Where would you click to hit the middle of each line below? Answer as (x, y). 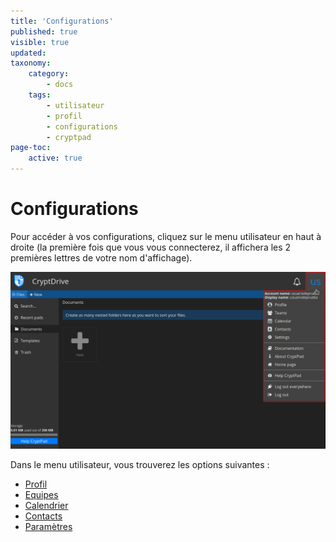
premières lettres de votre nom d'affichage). (101, 257)
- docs (60, 85)
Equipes (41, 495)
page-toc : (31, 148)
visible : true (40, 42)
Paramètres (48, 527)
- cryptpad (69, 137)
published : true (44, 31)
